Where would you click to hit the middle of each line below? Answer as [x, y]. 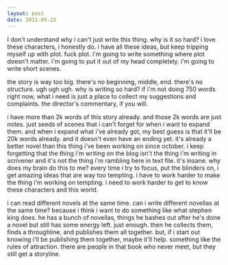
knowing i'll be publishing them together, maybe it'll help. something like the [114, 239]
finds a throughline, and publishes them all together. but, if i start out [104, 232]
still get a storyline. [34, 253]
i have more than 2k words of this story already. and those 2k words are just [114, 116]
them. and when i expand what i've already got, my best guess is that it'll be [114, 131]
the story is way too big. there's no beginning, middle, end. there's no [105, 81]
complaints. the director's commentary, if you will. [78, 103]
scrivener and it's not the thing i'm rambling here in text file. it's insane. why [114, 160]
